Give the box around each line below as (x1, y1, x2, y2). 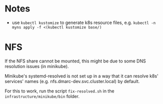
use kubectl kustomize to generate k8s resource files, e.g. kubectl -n (11, 19, 156, 25)
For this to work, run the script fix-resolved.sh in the (4, 88, 114, 94)
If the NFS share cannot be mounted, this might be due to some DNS (4, 58, 146, 64)
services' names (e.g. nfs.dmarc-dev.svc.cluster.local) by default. (4, 78, 140, 84)
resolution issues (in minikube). (4, 63, 69, 69)
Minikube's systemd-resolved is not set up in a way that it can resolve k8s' (4, 73, 158, 79)
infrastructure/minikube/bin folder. (4, 93, 79, 99)
